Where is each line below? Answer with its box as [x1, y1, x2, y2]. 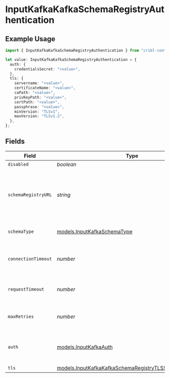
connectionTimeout [8, 256, 52, 262]
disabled [8, 161, 29, 167]
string [57, 191, 71, 198]
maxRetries [8, 314, 34, 319]
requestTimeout [8, 286, 45, 292]
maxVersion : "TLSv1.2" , [14, 114, 65, 119]
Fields [5, 137, 25, 146]
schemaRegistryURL [8, 192, 52, 197]
